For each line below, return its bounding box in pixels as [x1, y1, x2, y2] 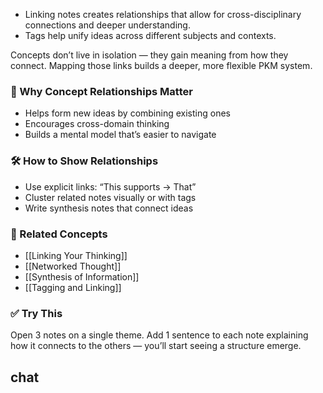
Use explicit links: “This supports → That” [24, 180, 197, 193]
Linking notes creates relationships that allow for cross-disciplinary [24, 9, 302, 20]
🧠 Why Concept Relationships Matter [10, 84, 193, 98]
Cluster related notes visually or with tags [24, 191, 197, 203]
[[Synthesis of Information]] [24, 270, 140, 283]
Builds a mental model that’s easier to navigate [24, 129, 217, 141]
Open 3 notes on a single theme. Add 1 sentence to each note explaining [10, 329, 309, 341]
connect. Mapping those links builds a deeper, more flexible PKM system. [10, 60, 313, 71]
